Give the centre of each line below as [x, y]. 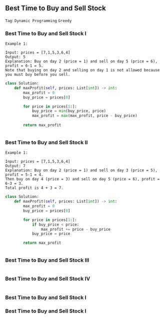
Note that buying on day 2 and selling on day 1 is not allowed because [82, 70]
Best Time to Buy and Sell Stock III [47, 260]
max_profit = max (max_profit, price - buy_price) [84, 116]
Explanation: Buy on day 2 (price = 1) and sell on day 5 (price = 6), [81, 62]
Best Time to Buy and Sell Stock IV [48, 279]
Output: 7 [15, 166]
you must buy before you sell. [38, 75]
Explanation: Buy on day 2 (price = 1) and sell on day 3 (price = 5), [81, 170]
